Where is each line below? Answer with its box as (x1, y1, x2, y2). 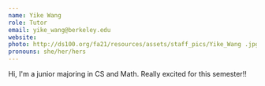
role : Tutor (8, 19, 47, 27)
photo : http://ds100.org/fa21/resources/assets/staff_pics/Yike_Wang (8, 41, 242, 48)
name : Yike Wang (8, 11, 62, 20)
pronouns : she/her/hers (8, 48, 87, 56)
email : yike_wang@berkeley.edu (8, 26, 111, 34)
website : (8, 33, 37, 41)
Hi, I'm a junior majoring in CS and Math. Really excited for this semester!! (8, 70, 247, 78)
